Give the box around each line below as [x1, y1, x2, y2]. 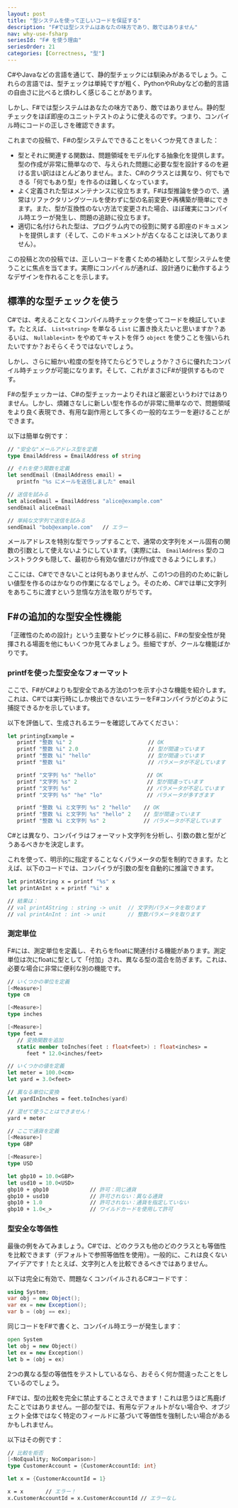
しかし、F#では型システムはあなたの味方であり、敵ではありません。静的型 [7, 103, 225, 111]
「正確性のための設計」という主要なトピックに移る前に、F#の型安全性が [7, 631, 220, 639]
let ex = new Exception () [7, 1349, 84, 1356]
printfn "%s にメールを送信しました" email [16, 478, 136, 486]
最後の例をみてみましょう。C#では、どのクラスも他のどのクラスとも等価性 [7, 1241, 227, 1250]
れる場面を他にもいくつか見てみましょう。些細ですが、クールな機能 [19, 640, 218, 648]
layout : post [7, 10, 46, 18]
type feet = [7, 1030, 42, 1037]
